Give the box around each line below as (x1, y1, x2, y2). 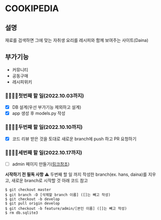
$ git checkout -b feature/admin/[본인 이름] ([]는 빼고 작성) (5, 206, 127, 211)
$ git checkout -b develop (5, 197, 60, 202)
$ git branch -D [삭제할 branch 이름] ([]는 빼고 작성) (5, 192, 111, 197)
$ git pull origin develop (5, 201, 60, 206)
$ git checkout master (5, 187, 51, 192)
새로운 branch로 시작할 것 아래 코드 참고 (11, 177, 88, 183)
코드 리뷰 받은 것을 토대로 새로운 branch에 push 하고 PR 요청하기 (12, 136, 137, 142)
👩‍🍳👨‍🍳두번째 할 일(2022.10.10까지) (5, 124, 83, 130)
